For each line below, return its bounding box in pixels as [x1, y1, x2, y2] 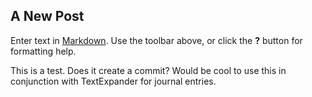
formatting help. [10, 45, 77, 57]
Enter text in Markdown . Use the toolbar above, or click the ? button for [10, 34, 303, 46]
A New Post [10, 8, 85, 25]
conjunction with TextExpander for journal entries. [10, 75, 217, 87]
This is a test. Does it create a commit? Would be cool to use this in [10, 64, 287, 76]
